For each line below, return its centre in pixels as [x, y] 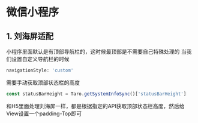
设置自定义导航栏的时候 [40, 59]
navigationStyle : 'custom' [40, 70]
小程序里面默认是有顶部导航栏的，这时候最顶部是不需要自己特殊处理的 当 [96, 52]
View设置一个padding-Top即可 [44, 113]
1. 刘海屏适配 [30, 36]
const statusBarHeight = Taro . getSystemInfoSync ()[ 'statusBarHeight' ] [96, 94]
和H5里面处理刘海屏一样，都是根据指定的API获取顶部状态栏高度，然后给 [95, 106]
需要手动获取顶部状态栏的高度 [43, 82]
